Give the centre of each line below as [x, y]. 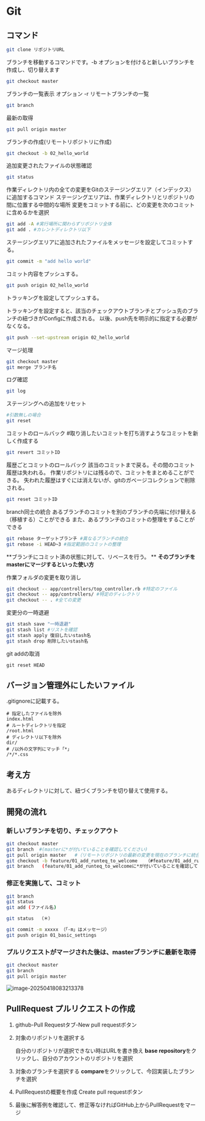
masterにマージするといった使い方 [50, 564]
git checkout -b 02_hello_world [47, 153]
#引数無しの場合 [24, 415]
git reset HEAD [26, 665]
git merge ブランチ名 [31, 367]
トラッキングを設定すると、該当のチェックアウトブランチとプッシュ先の [97, 311]
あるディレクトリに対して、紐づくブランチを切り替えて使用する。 [89, 791]
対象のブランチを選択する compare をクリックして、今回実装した [97, 1071]
